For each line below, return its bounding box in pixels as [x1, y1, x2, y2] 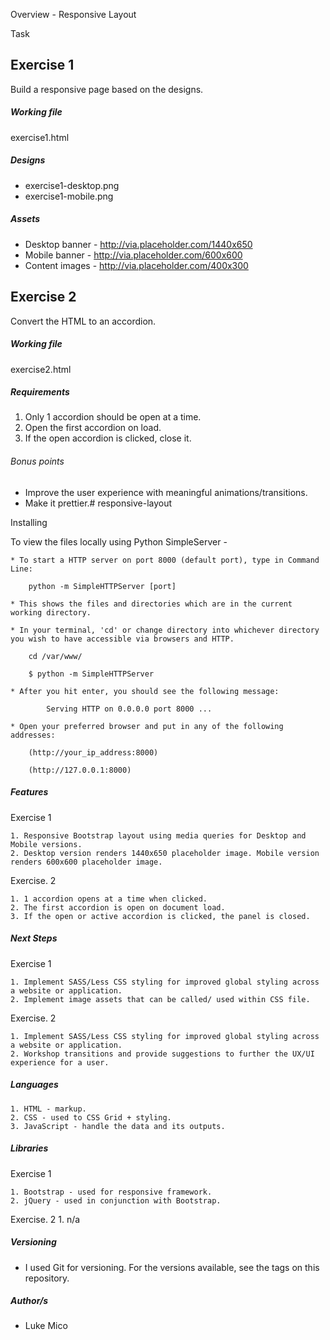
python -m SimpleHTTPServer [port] [28, 581, 177, 591]
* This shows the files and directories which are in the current [10, 599, 293, 609]
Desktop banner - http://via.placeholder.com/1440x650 [24, 238, 253, 250]
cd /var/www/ [28, 651, 83, 661]
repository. [24, 1272, 70, 1284]
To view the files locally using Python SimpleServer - [10, 535, 228, 548]
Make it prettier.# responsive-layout [24, 497, 173, 509]
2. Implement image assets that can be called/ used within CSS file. [10, 994, 311, 1004]
